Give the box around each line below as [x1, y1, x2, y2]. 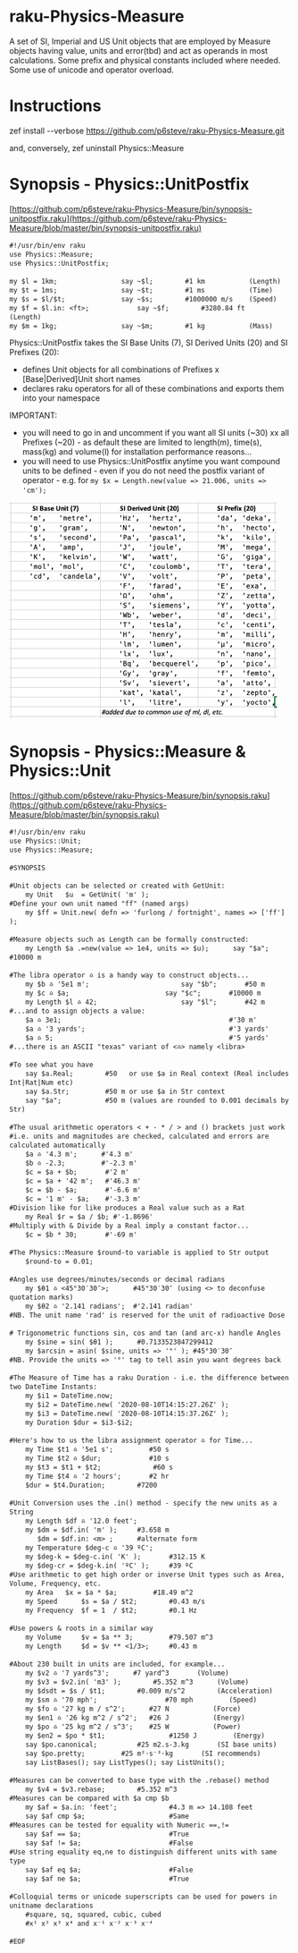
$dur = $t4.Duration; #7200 [25, 1481, 158, 1490]
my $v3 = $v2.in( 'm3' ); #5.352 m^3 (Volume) [25, 1677, 250, 1686]
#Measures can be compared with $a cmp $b [9, 1794, 170, 1803]
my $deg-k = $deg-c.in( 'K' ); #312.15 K [25, 1552, 205, 1561]
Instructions [9, 96, 102, 116]
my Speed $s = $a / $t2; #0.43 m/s [25, 1597, 205, 1606]
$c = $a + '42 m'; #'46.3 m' [25, 1176, 142, 1185]
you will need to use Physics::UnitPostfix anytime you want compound [21, 455, 281, 466]
